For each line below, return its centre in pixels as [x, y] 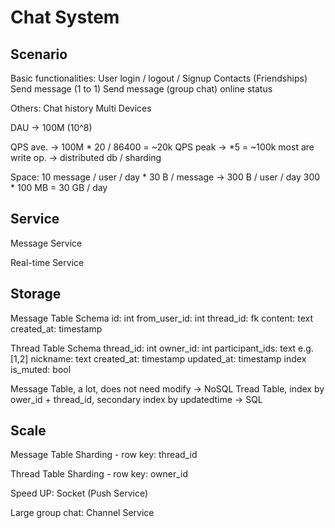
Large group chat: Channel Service [82, 513]
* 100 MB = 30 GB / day [59, 187]
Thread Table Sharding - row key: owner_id [99, 474]
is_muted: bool [41, 369]
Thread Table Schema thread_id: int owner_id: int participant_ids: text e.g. [162, 348]
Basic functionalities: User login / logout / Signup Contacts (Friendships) [159, 78]
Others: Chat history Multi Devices [81, 108]
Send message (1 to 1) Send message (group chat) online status [141, 89]
